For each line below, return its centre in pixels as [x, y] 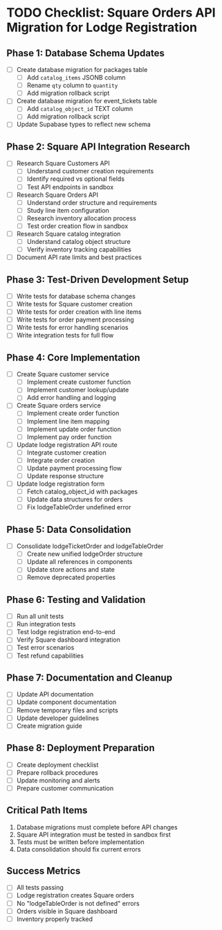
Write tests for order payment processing [75, 319]
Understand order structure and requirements [92, 202]
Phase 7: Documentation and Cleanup [90, 677]
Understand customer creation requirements [90, 171]
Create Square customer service [63, 374]
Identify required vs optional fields [76, 179]
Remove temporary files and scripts [67, 710]
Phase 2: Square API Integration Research [99, 147]
